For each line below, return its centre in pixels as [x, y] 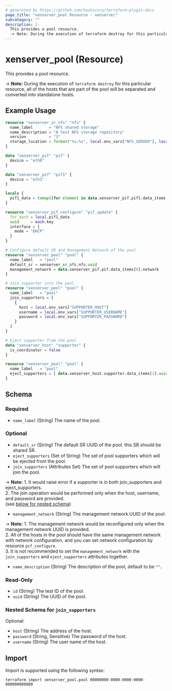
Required [17, 409]
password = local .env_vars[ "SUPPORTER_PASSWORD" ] [73, 317]
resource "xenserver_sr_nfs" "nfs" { [46, 122]
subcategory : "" [23, 20]
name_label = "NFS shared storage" [55, 127]
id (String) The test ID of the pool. [48, 591]
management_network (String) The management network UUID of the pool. [89, 514]
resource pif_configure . [31, 545]
